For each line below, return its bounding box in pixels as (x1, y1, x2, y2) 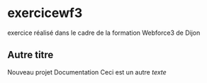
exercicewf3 (7, 5, 83, 21)
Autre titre (7, 49, 54, 61)
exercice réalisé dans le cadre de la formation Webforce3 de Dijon (7, 28, 201, 37)
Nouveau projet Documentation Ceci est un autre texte (7, 67, 167, 76)
